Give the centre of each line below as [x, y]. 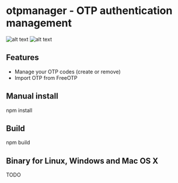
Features [22, 57]
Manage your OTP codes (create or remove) [67, 72]
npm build [18, 142]
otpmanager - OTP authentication [89, 11]
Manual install [32, 96]
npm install [19, 110]
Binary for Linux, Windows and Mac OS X [82, 161]
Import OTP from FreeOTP [46, 78]
